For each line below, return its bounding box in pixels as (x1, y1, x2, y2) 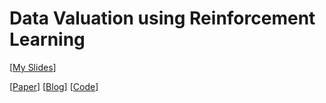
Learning (9, 28, 86, 51)
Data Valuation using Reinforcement (9, 7, 316, 30)
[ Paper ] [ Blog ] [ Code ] (9, 80, 99, 92)
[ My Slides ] (9, 61, 57, 73)
